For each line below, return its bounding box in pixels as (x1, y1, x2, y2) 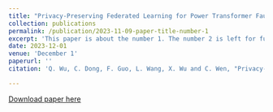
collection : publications (8, 19, 96, 28)
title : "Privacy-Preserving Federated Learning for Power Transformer (8, 11, 253, 20)
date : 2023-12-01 (8, 42, 67, 50)
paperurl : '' (8, 58, 53, 66)
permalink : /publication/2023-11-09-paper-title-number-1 (8, 27, 209, 35)
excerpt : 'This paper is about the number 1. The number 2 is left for (8, 34, 256, 43)
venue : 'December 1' (8, 50, 79, 58)
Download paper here (8, 94, 81, 104)
